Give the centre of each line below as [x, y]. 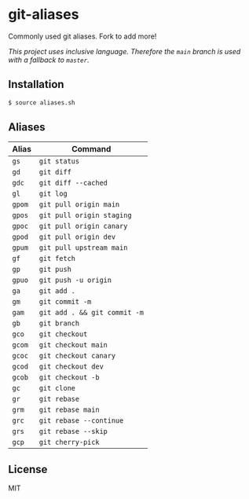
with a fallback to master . [49, 60]
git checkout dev [71, 367]
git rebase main [69, 410]
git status [59, 161]
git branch [59, 323]
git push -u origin [75, 280]
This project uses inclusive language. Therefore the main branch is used [124, 51]
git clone [57, 388]
